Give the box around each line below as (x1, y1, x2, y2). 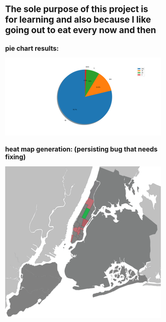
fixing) (5, 153, 26, 161)
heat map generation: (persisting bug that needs (5, 145, 158, 154)
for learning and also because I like (5, 14, 151, 25)
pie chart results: (5, 44, 59, 52)
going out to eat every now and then (5, 25, 157, 36)
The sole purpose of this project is (5, 3, 148, 15)
